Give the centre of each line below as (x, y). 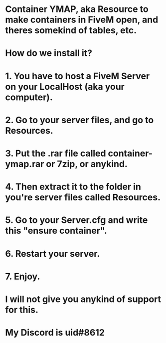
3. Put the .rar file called (56, 153)
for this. (22, 310)
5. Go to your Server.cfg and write (77, 220)
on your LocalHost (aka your (65, 86)
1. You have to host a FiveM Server (78, 76)
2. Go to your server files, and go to (80, 120)
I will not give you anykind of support (83, 299)
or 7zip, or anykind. (87, 164)
